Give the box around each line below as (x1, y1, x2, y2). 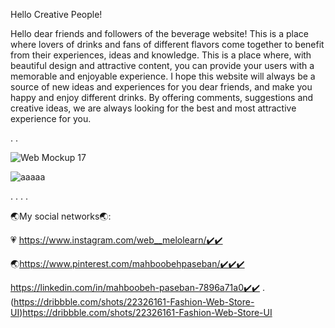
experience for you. (10, 113, 92, 124)
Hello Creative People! (10, 9, 103, 20)
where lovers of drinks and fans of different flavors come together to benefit (10, 39, 325, 50)
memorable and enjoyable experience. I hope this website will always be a (10, 70, 316, 82)
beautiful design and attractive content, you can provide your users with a (10, 60, 315, 71)
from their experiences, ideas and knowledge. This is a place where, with (10, 49, 312, 61)
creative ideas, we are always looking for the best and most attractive (10, 102, 297, 114)
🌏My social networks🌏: (10, 210, 112, 222)
